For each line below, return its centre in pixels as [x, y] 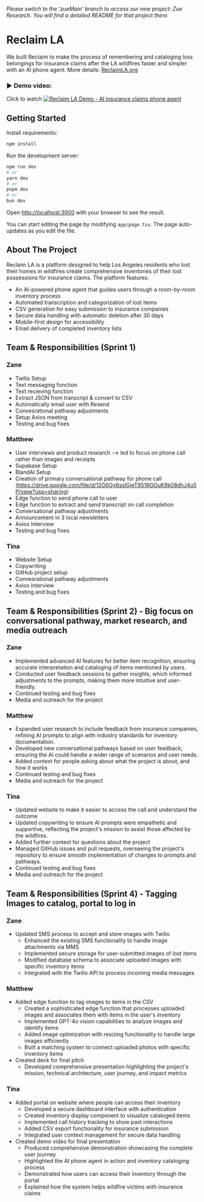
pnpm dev [17, 189]
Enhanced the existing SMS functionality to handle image [96, 941]
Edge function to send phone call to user [66, 498]
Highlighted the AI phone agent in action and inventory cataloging [107, 1161]
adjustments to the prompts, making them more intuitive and [91, 680]
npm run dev [21, 167]
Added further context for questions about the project [83, 842]
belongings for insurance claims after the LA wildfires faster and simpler [97, 63]
